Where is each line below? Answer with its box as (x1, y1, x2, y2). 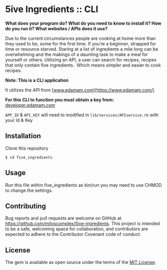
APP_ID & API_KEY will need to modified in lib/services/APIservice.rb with (5, 112, 159, 118)
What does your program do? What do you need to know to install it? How (5, 20, 161, 26)
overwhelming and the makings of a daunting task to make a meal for (5, 51, 148, 57)
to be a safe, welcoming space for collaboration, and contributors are (5, 226, 148, 232)
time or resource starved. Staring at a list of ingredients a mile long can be (5, 46, 158, 52)
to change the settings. (5, 187, 53, 193)
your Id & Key (5, 117, 33, 123)
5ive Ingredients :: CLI (5, 4, 99, 15)
